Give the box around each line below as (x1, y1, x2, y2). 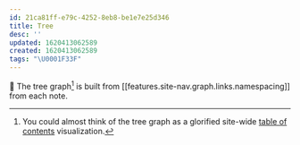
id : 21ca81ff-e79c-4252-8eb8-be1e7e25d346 (9, 13, 170, 22)
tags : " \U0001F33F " (9, 55, 82, 64)
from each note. (9, 90, 69, 101)
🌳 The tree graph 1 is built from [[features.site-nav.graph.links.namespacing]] (9, 80, 290, 91)
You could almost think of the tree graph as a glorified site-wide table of (21, 115, 287, 126)
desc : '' (9, 30, 42, 38)
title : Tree (9, 21, 54, 30)
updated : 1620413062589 (9, 38, 98, 47)
